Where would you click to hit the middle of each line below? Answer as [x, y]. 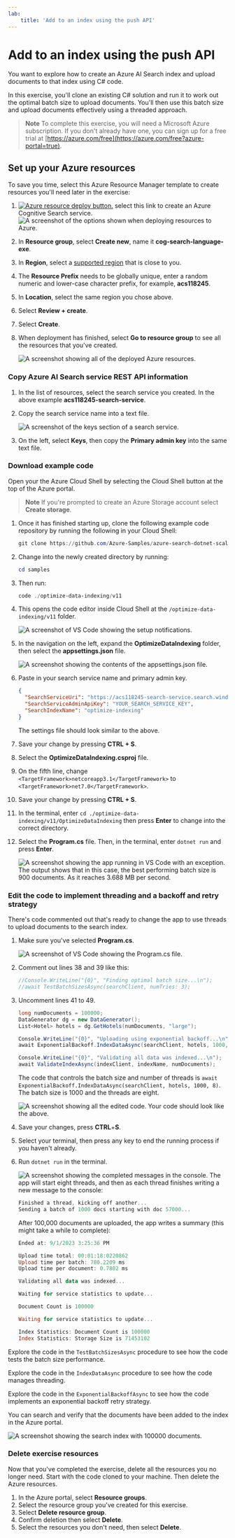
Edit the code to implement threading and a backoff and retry [114, 895]
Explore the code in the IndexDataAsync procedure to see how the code [110, 1373]
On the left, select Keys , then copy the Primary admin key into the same [122, 440]
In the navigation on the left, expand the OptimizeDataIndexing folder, [119, 644]
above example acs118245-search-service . [82, 400]
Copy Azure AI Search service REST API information [98, 377]
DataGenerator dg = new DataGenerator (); [79, 1020]
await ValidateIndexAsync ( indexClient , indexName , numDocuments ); [117, 1064]
